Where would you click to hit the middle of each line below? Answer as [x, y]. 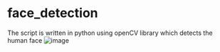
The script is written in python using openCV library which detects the [110, 33]
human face [25, 40]
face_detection [53, 13]
